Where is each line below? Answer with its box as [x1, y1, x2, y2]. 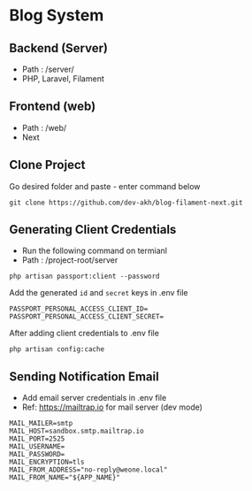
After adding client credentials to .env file [9, 328, 159, 339]
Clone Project [9, 157, 86, 173]
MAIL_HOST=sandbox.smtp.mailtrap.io [9, 426, 144, 436]
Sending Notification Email [9, 369, 159, 384]
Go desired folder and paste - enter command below [9, 180, 201, 191]
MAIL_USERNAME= [9, 442, 65, 451]
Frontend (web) [9, 99, 96, 114]
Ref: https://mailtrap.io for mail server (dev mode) [21, 402, 203, 412]
